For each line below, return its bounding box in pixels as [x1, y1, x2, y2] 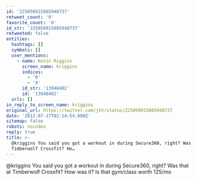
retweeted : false [6, 31, 49, 37]
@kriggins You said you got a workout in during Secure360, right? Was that [6, 162, 189, 169]
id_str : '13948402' [21, 85, 70, 91]
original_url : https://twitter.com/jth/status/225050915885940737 [6, 107, 173, 113]
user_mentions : [11, 52, 49, 58]
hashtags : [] [11, 42, 44, 48]
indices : [21, 69, 44, 75]
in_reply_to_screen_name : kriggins [6, 101, 94, 108]
